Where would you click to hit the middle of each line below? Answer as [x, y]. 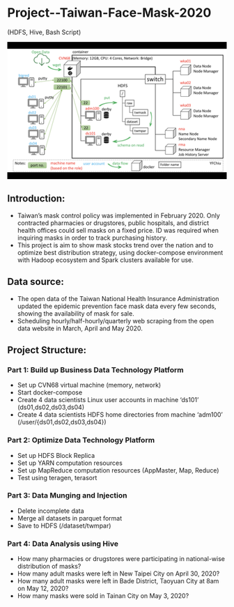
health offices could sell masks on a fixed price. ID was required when [118, 230]
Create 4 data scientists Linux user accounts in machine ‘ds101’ [108, 400]
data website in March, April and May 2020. [80, 328]
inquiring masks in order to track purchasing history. [92, 238]
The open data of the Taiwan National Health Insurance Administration [118, 298]
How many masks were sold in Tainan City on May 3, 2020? [103, 596]
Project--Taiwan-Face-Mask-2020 [109, 13]
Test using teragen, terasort [57, 477]
